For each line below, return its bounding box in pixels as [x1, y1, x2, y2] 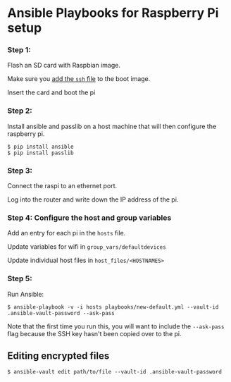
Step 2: [7, 106, 33, 116]
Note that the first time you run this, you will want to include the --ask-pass [7, 322, 225, 331]
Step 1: [7, 45, 31, 55]
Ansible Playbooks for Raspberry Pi [7, 5, 219, 21]
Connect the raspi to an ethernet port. [7, 182, 118, 190]
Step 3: [7, 166, 33, 175]
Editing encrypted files [7, 350, 110, 362]
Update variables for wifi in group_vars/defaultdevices [7, 242, 167, 251]
